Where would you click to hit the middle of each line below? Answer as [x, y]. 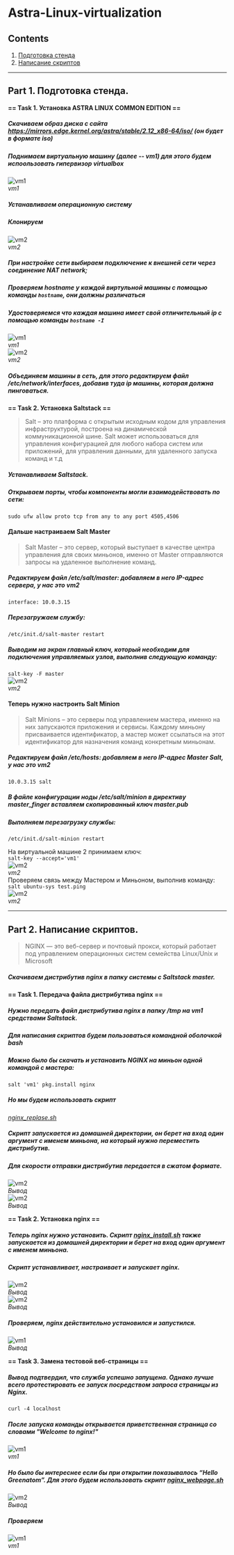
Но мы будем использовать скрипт [62, 1100]
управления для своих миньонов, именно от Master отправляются [124, 554]
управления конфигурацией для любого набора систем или [114, 444]
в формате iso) [31, 139]
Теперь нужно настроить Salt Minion [64, 704]
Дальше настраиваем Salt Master [59, 532]
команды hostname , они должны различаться [77, 295]
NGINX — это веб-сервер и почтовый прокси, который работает [120, 946]
